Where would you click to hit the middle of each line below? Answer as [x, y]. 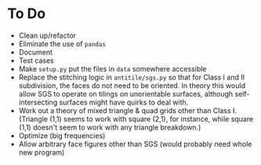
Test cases [36, 60]
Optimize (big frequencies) [62, 135]
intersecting [38, 102]
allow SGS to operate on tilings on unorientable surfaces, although [126, 93]
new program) [42, 152]
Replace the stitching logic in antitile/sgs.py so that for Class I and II [131, 77]
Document [35, 52]
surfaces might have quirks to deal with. [124, 102]
